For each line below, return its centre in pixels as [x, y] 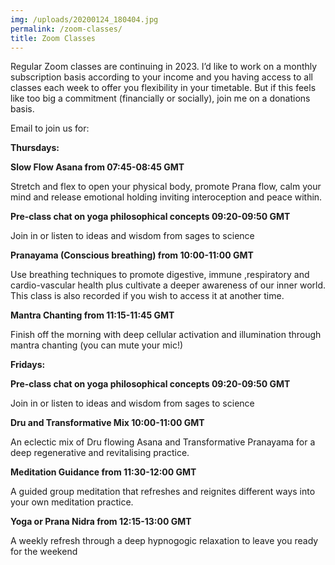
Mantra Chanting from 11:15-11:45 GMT [92, 315]
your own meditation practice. [72, 502]
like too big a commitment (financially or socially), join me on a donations [160, 98]
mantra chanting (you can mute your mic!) [97, 345]
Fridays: [28, 365]
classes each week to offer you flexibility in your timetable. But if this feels [163, 88]
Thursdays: [35, 148]
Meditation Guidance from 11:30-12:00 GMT [103, 472]
